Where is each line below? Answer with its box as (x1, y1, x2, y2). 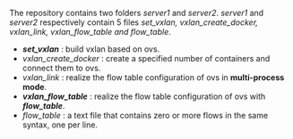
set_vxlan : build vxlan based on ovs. (22, 44, 160, 54)
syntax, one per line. (22, 119, 99, 130)
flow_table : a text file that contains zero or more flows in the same (22, 110, 269, 120)
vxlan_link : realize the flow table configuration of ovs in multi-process (22, 72, 285, 83)
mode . (22, 82, 47, 92)
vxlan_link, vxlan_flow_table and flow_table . (9, 27, 172, 37)
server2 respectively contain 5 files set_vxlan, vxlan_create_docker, (9, 17, 258, 28)
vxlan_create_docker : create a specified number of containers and (22, 53, 271, 63)
